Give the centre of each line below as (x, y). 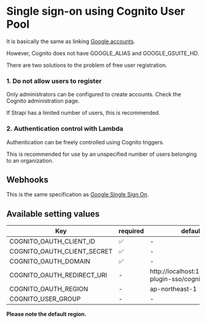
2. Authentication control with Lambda (65, 129)
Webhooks (28, 179)
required (131, 231)
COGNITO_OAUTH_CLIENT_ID (52, 242)
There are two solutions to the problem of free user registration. (87, 65)
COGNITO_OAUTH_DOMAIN (50, 261)
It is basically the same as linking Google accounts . (71, 41)
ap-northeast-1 (174, 289)
